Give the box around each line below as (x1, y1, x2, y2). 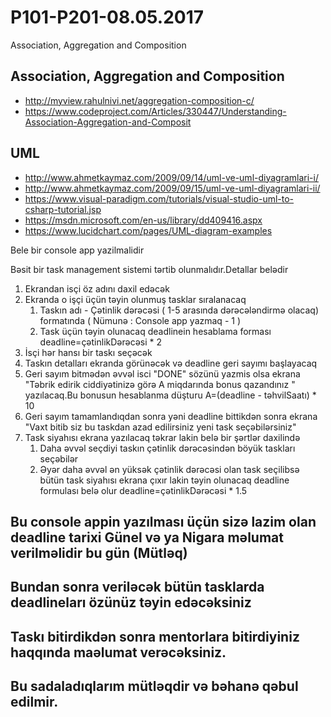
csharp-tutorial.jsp (24, 203, 102, 215)
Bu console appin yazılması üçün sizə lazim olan (10, 513, 317, 530)
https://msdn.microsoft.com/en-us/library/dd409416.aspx (24, 214, 263, 226)
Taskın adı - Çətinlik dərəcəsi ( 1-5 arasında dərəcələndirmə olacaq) (39, 304, 320, 316)
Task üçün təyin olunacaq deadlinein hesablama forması (39, 325, 272, 337)
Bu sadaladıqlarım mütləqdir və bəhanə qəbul (10, 678, 299, 695)
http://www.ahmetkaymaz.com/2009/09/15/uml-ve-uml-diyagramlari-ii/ (24, 182, 321, 194)
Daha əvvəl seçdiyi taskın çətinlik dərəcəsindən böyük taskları (39, 442, 296, 454)
